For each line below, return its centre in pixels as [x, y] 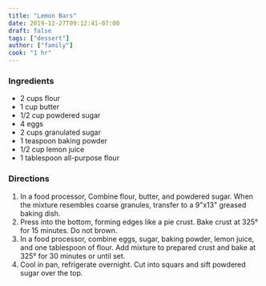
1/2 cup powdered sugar [60, 115]
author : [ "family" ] [41, 46]
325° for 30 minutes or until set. [73, 256]
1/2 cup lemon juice [52, 150]
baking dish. [40, 213]
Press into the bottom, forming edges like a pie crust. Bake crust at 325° [139, 222]
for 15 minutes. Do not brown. [69, 230]
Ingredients [31, 81]
